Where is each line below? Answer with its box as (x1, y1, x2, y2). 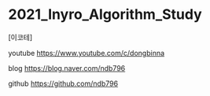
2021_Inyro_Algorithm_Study (8, 6, 202, 24)
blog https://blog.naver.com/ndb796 (8, 63, 126, 72)
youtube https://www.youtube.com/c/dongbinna (8, 48, 165, 57)
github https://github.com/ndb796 (8, 79, 119, 88)
